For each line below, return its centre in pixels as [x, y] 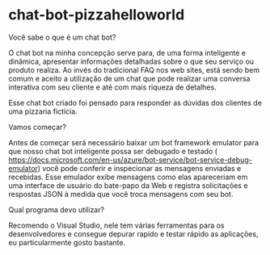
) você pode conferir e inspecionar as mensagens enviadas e [139, 168]
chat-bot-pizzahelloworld [97, 15]
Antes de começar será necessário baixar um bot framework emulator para [134, 142]
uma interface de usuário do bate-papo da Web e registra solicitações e [128, 185]
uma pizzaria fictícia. [43, 111]
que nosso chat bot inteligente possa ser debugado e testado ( [113, 151]
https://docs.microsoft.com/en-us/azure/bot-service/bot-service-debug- [130, 160]
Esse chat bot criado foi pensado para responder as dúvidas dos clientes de [135, 102]
